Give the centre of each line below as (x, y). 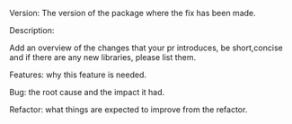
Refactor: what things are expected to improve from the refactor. (128, 110)
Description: (32, 30)
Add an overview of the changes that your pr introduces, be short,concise (146, 48)
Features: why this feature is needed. (78, 75)
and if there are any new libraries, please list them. (103, 57)
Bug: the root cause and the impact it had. (87, 92)
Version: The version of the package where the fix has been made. (133, 13)
